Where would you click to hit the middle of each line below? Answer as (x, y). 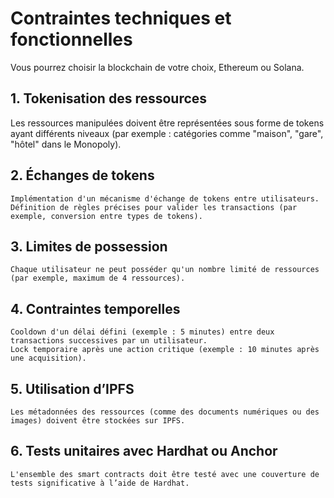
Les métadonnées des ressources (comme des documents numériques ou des (165, 412)
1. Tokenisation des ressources (109, 98)
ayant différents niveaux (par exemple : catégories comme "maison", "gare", (167, 133)
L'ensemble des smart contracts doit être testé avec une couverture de (165, 474)
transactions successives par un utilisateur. (109, 341)
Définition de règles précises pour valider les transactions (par (154, 207)
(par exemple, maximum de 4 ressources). (98, 278)
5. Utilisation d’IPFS (72, 388)
